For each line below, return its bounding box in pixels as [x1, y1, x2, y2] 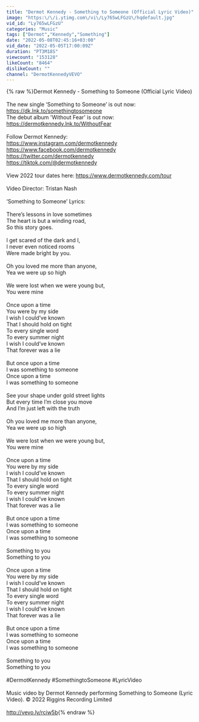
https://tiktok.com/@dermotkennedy [6, 159, 98, 166]
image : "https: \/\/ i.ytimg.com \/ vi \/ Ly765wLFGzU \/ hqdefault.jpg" [6, 15, 175, 21]
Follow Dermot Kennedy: [6, 133, 68, 141]
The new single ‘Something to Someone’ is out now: [6, 101, 137, 108]
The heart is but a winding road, [6, 217, 86, 225]
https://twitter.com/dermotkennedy [6, 153, 94, 160]
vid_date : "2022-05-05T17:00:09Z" [6, 43, 94, 49]
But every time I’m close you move [6, 398, 93, 405]
